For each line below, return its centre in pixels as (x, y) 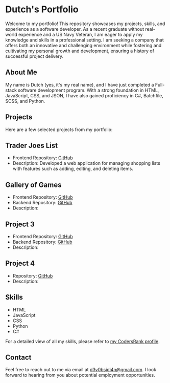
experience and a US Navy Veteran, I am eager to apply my (80, 34)
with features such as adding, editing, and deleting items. (73, 169)
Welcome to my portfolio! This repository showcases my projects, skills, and (85, 24)
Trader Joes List (31, 145)
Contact (18, 358)
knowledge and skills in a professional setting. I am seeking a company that (85, 40)
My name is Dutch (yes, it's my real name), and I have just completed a (80, 84)
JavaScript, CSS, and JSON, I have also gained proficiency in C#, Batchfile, (84, 95)
